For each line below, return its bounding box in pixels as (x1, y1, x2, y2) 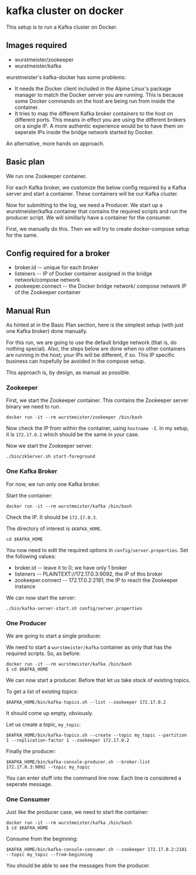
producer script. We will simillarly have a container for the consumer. (6, 214, 172, 221)
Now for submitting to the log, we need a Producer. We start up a (6, 201, 163, 209)
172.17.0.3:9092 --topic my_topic (6, 764, 91, 770)
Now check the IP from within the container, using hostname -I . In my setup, (6, 425, 189, 432)
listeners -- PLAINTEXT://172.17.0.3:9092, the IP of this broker (14, 570, 163, 577)
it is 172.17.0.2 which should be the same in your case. (6, 431, 139, 438)
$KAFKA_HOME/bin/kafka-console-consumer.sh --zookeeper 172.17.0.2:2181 (6, 847, 187, 853)
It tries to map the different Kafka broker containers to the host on (14, 110, 174, 117)
